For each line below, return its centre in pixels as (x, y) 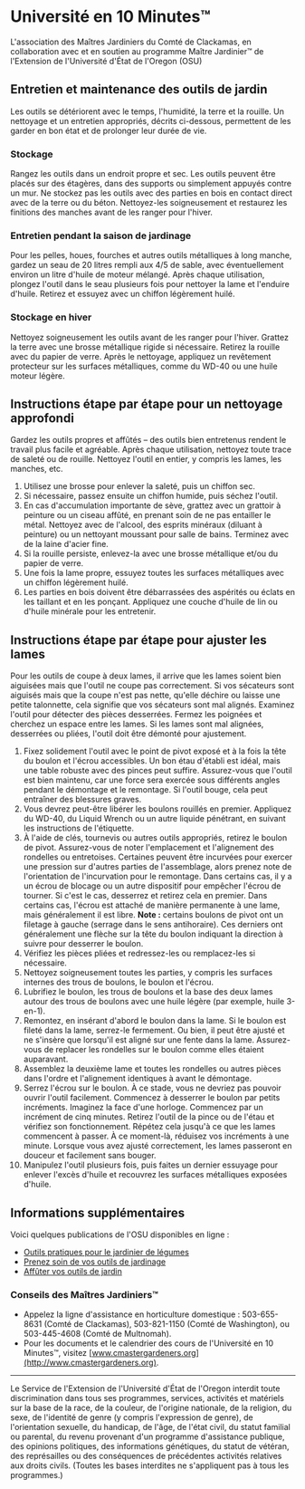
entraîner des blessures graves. (82, 800)
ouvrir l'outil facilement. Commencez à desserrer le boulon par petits (152, 1098)
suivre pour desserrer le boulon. (83, 944)
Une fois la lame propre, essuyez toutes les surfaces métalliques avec (153, 573)
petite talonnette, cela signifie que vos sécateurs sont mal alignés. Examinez (152, 705)
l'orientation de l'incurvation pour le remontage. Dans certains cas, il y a (157, 877)
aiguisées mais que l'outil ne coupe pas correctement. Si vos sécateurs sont (152, 686)
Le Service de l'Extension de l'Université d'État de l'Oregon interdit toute (145, 1388)
